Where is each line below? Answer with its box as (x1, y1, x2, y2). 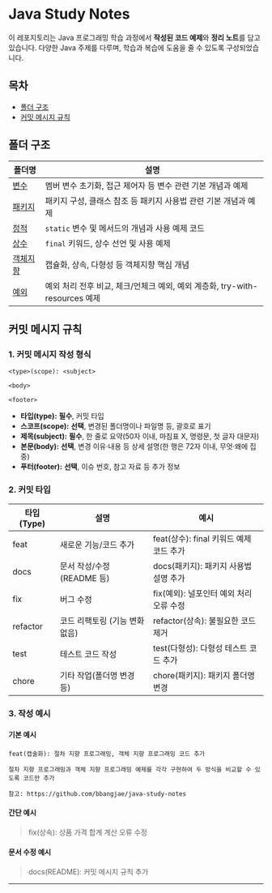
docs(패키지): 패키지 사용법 (152, 560, 253, 571)
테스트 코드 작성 (59, 648, 117, 660)
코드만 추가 (23, 774, 55, 782)
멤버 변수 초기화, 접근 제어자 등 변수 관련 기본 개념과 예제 (45, 180, 249, 191)
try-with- (221, 280, 258, 292)
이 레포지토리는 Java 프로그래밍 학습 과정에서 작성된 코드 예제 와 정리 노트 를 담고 (8, 32, 261, 42)
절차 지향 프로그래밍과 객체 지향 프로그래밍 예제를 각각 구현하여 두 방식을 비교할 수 (8, 765, 252, 774)
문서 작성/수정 (59, 560, 111, 571)
